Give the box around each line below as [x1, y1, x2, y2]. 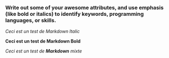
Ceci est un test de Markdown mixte [5, 48, 82, 54]
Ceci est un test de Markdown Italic [5, 28, 80, 35]
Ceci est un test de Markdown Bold [5, 38, 81, 44]
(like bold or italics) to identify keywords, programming [5, 10, 144, 17]
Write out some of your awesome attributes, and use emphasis [5, 4, 164, 11]
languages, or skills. [5, 17, 57, 24]
